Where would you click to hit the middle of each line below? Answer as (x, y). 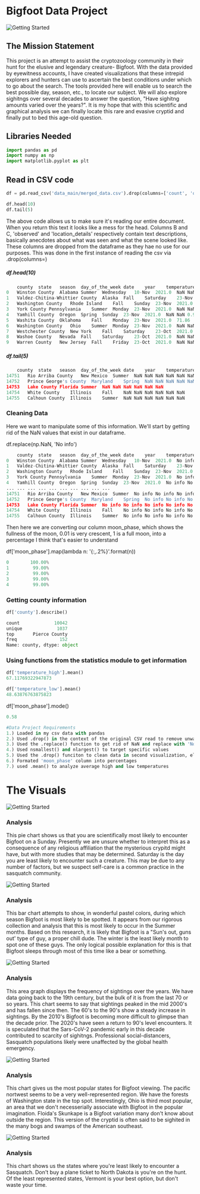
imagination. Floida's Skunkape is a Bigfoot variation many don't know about (100, 1113)
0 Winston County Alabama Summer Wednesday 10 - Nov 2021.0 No (94, 461)
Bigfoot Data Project (57, 11)
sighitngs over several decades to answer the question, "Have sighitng (93, 98)
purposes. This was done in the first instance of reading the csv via (89, 253)
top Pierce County (37, 634)
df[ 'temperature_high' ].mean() (45, 673)
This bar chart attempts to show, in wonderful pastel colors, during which (96, 913)
